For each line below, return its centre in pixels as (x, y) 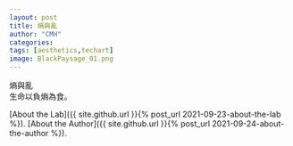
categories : (31, 42)
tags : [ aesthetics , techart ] (62, 51)
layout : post (33, 17)
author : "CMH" (36, 34)
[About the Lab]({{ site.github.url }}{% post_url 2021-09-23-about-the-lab (145, 114)
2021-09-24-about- (248, 124)
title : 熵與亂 (33, 26)
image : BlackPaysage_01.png (62, 59)
